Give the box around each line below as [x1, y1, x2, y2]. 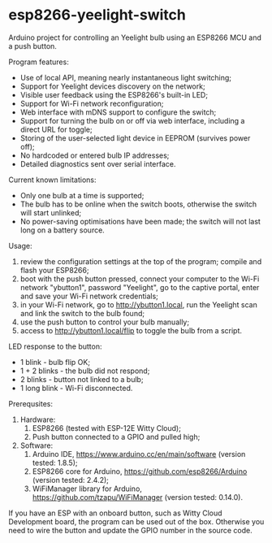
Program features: [8, 57, 69, 67]
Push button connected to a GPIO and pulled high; [32, 432, 201, 441]
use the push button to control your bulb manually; [19, 317, 189, 327]
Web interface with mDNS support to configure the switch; [19, 107, 217, 117]
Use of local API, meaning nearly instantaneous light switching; [19, 72, 232, 82]
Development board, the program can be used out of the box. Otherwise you [8, 516, 265, 526]
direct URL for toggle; [19, 124, 93, 134]
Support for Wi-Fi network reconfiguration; [19, 98, 164, 108]
